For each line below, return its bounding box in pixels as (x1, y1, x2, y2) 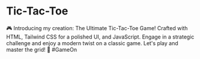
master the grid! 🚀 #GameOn (6, 46, 77, 53)
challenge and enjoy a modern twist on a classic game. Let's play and (6, 39, 178, 46)
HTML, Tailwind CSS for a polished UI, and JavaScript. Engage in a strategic (6, 33, 195, 40)
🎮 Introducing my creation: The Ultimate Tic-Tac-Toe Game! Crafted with (6, 24, 188, 31)
